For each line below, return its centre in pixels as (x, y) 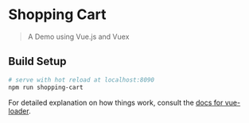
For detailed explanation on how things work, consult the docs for (116, 102)
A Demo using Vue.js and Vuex (78, 37)
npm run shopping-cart (46, 87)
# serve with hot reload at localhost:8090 (82, 80)
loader (19, 111)
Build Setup (37, 61)
